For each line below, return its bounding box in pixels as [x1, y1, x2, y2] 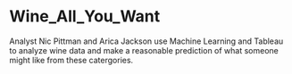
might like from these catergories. [9, 54, 134, 65]
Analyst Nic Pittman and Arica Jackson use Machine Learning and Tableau [9, 36, 284, 46]
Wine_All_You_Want [9, 6, 161, 27]
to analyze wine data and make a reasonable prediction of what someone [9, 45, 279, 55]
